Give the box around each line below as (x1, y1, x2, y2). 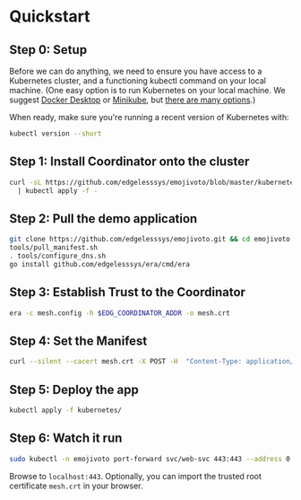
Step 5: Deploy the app (9, 382, 139, 397)
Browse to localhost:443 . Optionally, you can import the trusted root (9, 470, 262, 481)
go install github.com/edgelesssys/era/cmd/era (9, 259, 191, 268)
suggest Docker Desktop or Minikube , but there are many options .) (9, 94, 256, 105)
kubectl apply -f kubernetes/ (9, 406, 123, 415)
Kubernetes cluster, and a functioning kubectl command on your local (9, 75, 267, 86)
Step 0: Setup (9, 42, 88, 57)
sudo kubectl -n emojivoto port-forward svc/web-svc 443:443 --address (9, 454, 282, 463)
